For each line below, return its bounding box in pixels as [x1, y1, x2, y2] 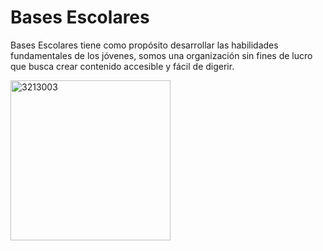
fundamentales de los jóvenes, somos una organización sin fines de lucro [10, 49, 313, 61]
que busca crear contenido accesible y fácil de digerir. [10, 60, 235, 72]
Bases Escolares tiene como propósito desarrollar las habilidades [10, 39, 279, 51]
